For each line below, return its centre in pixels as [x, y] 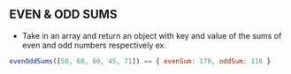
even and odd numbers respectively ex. [94, 45]
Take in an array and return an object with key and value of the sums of [152, 35]
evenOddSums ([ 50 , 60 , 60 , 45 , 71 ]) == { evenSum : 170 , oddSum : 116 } [140, 61]
